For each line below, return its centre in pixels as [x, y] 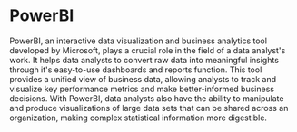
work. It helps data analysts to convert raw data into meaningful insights [144, 60]
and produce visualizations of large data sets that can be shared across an [149, 108]
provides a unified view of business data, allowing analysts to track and [143, 79]
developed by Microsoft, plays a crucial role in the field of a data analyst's [148, 50]
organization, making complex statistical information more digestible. [139, 118]
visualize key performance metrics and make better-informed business [142, 89]
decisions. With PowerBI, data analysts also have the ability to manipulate [147, 98]
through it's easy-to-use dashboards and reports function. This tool [136, 70]
